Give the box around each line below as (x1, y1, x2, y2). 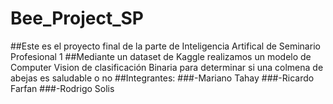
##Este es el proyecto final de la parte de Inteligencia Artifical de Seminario (10, 40, 321, 52)
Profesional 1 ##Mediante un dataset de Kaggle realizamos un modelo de (10, 50, 312, 62)
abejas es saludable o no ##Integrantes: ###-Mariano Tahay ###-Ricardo (10, 72, 315, 84)
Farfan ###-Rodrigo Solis (10, 82, 115, 94)
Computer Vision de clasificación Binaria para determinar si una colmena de (10, 61, 324, 73)
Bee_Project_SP (10, 7, 144, 30)
